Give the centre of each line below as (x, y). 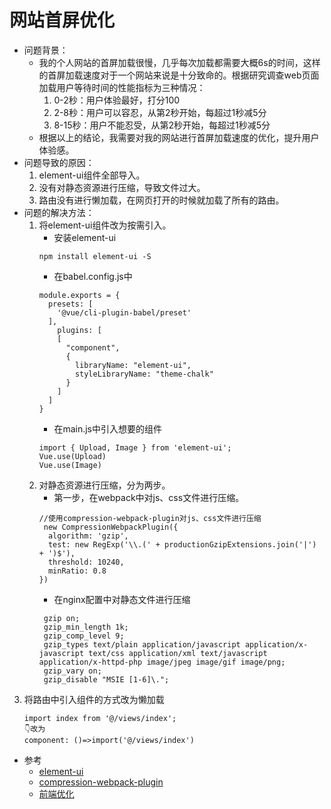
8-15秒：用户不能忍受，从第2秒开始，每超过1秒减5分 (162, 125)
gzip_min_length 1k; (86, 627)
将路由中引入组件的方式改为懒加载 (94, 699)
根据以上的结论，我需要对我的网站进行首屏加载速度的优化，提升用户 (179, 137)
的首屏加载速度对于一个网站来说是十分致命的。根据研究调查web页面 (179, 75)
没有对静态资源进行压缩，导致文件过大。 (122, 187)
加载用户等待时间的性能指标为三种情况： (122, 87)
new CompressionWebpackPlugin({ (111, 527)
